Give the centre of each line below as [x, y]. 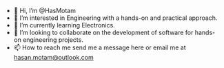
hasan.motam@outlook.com [54, 57]
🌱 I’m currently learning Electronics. [64, 25]
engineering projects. [53, 40]
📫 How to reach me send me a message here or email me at [100, 47]
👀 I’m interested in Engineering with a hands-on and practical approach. [115, 18]
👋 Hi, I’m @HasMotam [44, 11]
